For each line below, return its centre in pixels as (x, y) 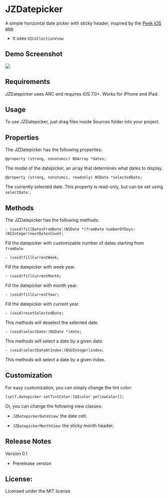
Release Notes (28, 441)
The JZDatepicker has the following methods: (52, 220)
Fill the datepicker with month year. (41, 285)
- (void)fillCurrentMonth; (33, 276)
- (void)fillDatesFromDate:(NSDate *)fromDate (55, 229)
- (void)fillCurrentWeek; (32, 258)
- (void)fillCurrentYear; (32, 295)
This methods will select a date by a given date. (54, 341)
